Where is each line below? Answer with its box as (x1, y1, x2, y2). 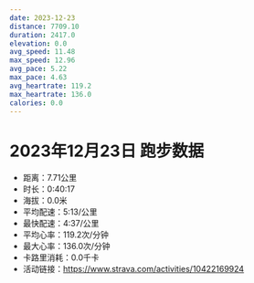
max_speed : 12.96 (9, 56, 76, 65)
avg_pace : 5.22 (9, 65, 68, 74)
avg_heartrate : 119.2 (9, 81, 92, 90)
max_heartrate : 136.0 (9, 89, 92, 99)
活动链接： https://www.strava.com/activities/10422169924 (22, 264, 245, 275)
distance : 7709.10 (9, 22, 79, 31)
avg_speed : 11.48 (9, 47, 76, 57)
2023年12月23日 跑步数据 (9, 141, 205, 161)
